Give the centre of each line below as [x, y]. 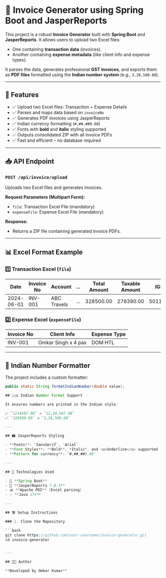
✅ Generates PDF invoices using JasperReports [61, 118]
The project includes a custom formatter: [47, 377]
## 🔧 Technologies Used [30, 472]
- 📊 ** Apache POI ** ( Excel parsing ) [44, 490]
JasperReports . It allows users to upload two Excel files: [63, 40]
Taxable [130, 284]
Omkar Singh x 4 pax [62, 343]
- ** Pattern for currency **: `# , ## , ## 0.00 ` [51, 454]
